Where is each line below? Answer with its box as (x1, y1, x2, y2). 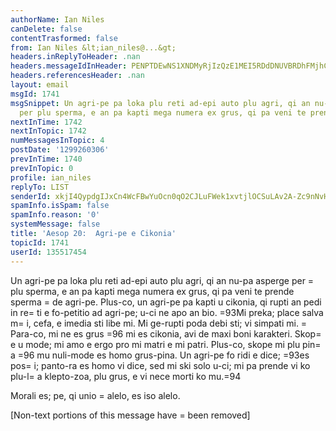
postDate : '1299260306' (10, 145, 110, 155)
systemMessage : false (10, 219, 101, 230)
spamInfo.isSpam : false (10, 201, 110, 211)
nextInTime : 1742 (10, 117, 83, 127)
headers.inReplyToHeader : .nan (10, 52, 141, 62)
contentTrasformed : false (10, 33, 118, 43)
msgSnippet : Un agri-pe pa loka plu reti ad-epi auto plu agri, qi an (10, 98, 311, 108)
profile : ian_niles (10, 172, 92, 183)
